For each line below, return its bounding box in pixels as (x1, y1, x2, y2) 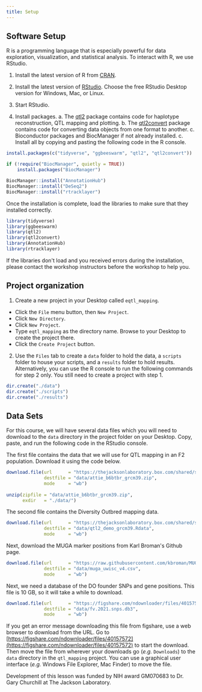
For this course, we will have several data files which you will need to (6, 427, 177, 434)
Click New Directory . (14, 315, 66, 322)
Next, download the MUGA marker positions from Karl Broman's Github (6, 542, 183, 549)
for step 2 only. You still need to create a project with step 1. (14, 371, 164, 379)
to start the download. (134, 641, 189, 649)
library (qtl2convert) (6, 234, 61, 241)
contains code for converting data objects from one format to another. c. (14, 126, 195, 133)
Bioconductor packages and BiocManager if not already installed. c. (14, 132, 183, 139)
